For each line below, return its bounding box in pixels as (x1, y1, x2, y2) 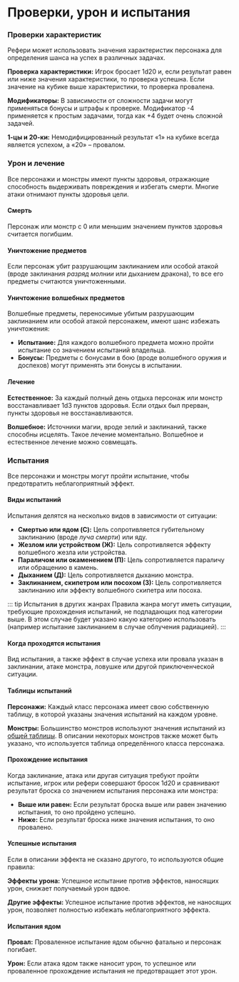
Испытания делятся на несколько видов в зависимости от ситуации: (7, 511, 218, 520)
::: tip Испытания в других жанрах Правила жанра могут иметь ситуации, (7, 600, 232, 608)
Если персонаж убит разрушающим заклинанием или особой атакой (7, 262, 219, 271)
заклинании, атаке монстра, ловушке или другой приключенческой (7, 662, 215, 671)
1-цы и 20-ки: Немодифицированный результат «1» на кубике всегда (7, 133, 220, 141)
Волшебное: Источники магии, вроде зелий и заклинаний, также (7, 422, 207, 431)
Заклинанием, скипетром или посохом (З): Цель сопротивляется (17, 578, 223, 587)
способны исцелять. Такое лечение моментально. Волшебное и (7, 430, 204, 439)
